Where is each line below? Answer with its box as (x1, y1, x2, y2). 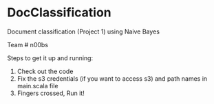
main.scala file (17, 81, 58, 90)
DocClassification (7, 5, 111, 21)
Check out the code (17, 67, 74, 75)
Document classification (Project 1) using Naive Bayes (7, 27, 160, 36)
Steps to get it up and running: (7, 53, 94, 62)
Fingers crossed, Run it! (17, 89, 85, 97)
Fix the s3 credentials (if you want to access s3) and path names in (17, 74, 208, 83)
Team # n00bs (7, 40, 49, 49)
